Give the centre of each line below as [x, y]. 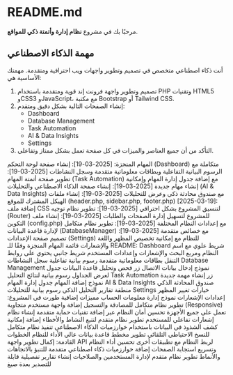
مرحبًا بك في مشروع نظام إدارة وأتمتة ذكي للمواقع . [72, 31]
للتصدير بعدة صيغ [30, 364]
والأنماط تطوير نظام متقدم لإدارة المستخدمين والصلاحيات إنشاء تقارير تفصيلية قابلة [114, 356]
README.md [45, 12]
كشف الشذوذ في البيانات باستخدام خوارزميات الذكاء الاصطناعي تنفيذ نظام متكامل [112, 327]
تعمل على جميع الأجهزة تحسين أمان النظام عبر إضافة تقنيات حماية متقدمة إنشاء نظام [117, 312]
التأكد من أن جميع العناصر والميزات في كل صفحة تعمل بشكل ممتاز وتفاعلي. [115, 150]
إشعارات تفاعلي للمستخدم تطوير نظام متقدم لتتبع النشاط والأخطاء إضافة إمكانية [111, 319]
